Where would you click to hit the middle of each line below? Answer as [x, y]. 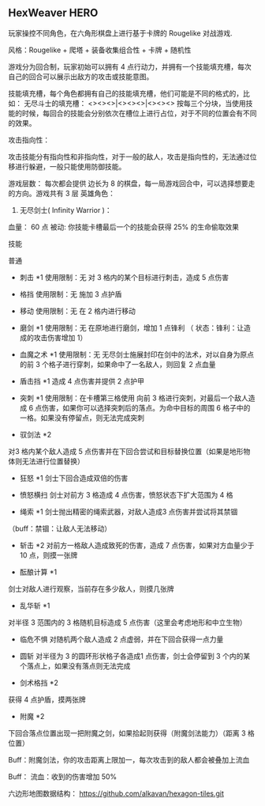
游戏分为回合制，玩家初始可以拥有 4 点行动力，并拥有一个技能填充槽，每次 [130, 66]
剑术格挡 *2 [39, 683]
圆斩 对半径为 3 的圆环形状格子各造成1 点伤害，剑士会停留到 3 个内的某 [135, 656]
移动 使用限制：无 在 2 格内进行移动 [78, 311]
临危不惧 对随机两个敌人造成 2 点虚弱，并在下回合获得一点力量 [121, 639]
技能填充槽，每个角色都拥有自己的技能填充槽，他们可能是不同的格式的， [125, 93]
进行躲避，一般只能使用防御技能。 [70, 166]
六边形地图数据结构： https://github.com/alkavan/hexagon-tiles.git [116, 793]
